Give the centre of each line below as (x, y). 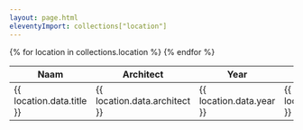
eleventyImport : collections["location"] (88, 26)
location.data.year (237, 100)
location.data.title (50, 100)
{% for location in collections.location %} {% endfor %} (112, 51)
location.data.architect (143, 100)
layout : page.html (44, 18)
